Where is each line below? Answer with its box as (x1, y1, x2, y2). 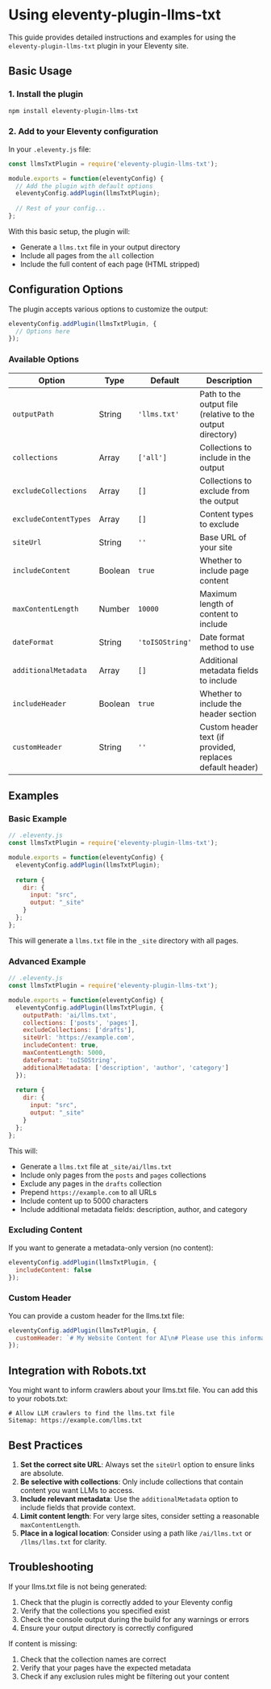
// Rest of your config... (15, 204, 106, 213)
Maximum (199, 587, 237, 599)
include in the (199, 452, 252, 463)
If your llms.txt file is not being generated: (8, 1582, 148, 1591)
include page (199, 565, 249, 576)
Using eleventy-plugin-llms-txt (8, 6, 222, 24)
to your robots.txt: (8, 1394, 69, 1403)
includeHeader (12, 699, 67, 708)
